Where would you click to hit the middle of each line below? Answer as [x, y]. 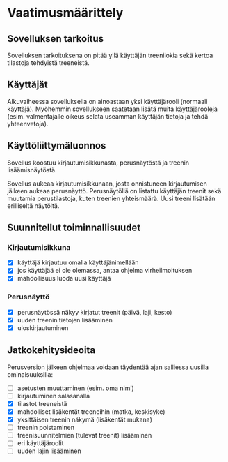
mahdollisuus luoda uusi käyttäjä [64, 278]
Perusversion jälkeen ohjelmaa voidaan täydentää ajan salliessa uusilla [108, 367]
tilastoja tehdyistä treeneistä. [48, 63]
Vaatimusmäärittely [65, 13]
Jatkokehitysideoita [51, 350]
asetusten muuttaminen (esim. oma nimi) [75, 388]
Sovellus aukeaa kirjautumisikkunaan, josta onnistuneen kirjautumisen [107, 184]
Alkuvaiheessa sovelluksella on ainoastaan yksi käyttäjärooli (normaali [107, 101]
